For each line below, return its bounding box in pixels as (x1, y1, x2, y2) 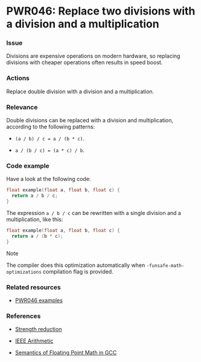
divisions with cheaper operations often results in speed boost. (6, 59, 163, 66)
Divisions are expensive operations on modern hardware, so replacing (6, 53, 180, 60)
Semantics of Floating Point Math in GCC (14, 349, 117, 357)
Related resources (6, 283, 62, 291)
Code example (6, 162, 49, 170)
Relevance (6, 103, 38, 111)
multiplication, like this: (6, 216, 63, 223)
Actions (6, 74, 30, 82)
